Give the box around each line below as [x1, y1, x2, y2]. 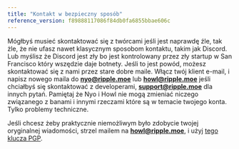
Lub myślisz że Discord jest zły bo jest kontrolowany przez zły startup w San [7, 51, 233, 61]
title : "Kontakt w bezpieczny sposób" [7, 10, 123, 18]
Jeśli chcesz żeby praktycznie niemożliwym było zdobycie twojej [7, 118, 199, 127]
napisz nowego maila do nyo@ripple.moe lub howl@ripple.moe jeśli [7, 74, 211, 83]
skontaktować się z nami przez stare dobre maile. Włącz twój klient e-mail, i [7, 67, 230, 76]
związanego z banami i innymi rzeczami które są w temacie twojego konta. [7, 97, 227, 106]
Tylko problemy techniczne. [7, 105, 89, 113]
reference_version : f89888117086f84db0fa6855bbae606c [7, 17, 171, 24]
